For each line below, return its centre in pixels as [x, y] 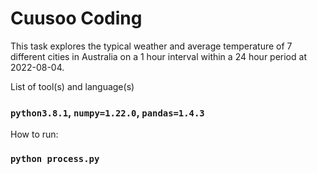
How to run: [34, 134]
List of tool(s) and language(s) [72, 86]
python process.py [55, 159]
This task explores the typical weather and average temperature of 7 [151, 46]
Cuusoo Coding [76, 18]
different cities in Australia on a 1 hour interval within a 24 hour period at [158, 56]
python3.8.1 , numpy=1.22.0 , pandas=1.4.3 [107, 112]
